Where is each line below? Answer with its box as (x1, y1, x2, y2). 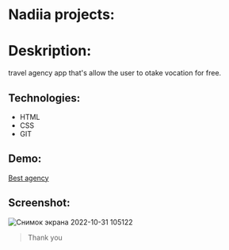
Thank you (27, 233, 63, 242)
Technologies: (8, 91, 81, 105)
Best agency (8, 173, 49, 183)
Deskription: (8, 42, 92, 60)
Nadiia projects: (8, 6, 115, 24)
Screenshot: (8, 196, 71, 210)
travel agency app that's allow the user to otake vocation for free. (8, 68, 222, 78)
